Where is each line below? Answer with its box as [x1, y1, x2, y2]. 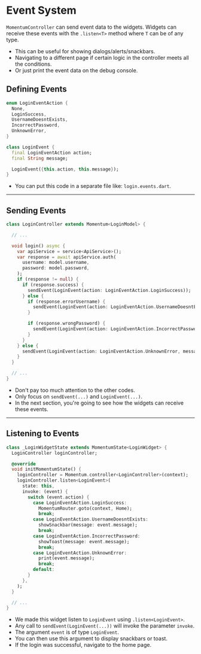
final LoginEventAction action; [11, 150, 93, 156]
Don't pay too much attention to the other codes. [14, 387, 136, 394]
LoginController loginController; [11, 450, 98, 456]
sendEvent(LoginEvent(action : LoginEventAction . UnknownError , [22, 348, 181, 354]
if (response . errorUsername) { [28, 299, 106, 305]
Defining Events [6, 84, 67, 95]
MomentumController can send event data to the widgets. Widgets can [6, 23, 176, 31]
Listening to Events [6, 428, 80, 439]
